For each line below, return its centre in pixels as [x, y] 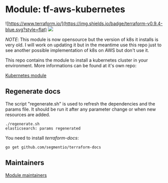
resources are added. [28, 114]
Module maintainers [26, 175]
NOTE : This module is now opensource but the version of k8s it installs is [82, 39]
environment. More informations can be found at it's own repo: [71, 65]
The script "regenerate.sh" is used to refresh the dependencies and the [80, 103]
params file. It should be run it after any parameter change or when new [81, 109]
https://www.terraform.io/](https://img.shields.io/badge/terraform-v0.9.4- [86, 23]
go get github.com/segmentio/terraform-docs [53, 147]
